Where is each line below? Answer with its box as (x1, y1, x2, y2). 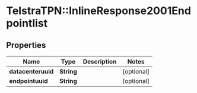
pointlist (6, 16, 48, 30)
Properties (6, 40, 46, 50)
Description (82, 58, 117, 65)
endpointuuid (9, 77, 48, 85)
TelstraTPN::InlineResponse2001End (6, 4, 192, 18)
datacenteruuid (9, 68, 54, 75)
